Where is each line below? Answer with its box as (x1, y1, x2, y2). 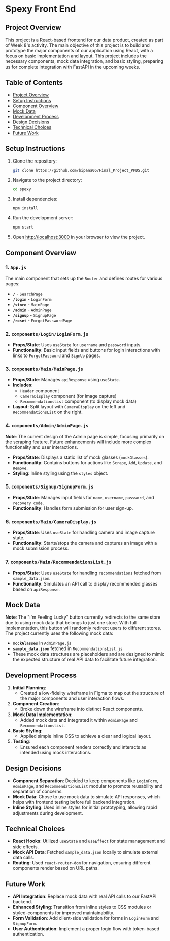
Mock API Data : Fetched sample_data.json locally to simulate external (12, 849, 159, 855)
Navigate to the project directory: (12, 177, 82, 183)
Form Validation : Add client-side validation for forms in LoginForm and (12, 915, 159, 921)
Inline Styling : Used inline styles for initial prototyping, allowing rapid (12, 804, 157, 810)
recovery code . (12, 500, 44, 506)
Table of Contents (5, 78, 63, 87)
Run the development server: (12, 215, 74, 221)
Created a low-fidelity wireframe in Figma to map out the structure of (20, 690, 165, 696)
